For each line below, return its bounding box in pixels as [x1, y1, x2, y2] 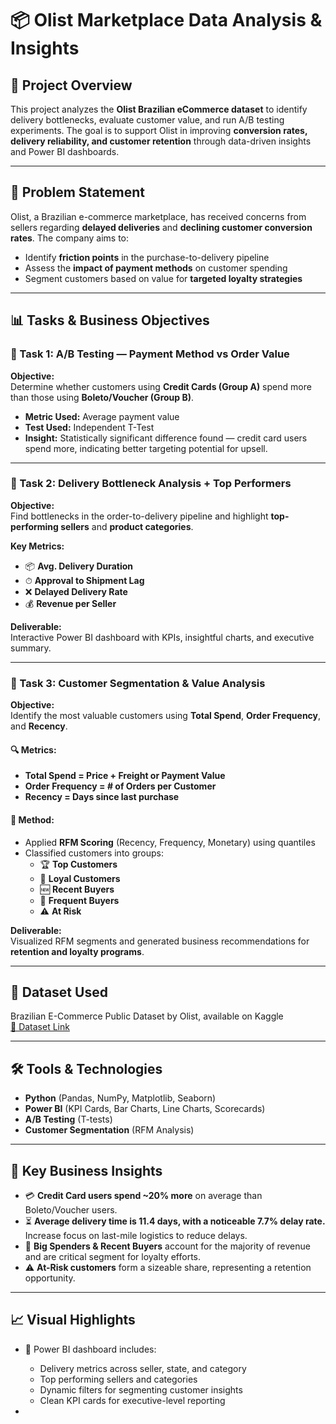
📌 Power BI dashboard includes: [24, 1343, 157, 1355]
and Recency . [10, 720, 68, 732]
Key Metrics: [10, 540, 65, 552]
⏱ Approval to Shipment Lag [24, 574, 145, 586]
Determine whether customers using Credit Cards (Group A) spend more [10, 380, 312, 392]
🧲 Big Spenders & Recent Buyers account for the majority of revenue [24, 1240, 311, 1252]
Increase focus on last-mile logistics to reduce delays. [24, 1229, 248, 1241]
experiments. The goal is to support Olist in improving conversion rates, [10, 125, 308, 136]
